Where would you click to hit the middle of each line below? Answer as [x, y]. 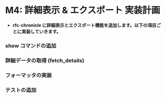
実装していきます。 [41, 31]
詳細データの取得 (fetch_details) [45, 60]
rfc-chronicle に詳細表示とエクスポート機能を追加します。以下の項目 [85, 25]
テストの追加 [21, 90]
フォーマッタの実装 [29, 75]
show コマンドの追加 [31, 46]
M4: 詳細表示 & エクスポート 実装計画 [83, 10]
